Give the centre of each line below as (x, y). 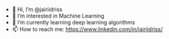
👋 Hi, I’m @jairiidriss (37, 9)
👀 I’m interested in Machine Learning (58, 16)
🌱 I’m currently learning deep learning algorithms (74, 22)
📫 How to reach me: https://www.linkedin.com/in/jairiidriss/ (87, 29)
